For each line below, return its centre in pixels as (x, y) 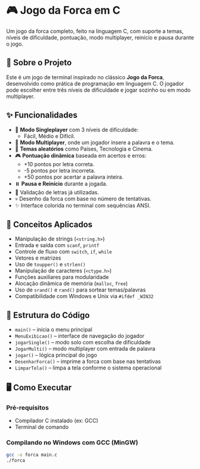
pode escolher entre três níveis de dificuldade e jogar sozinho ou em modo (99, 90)
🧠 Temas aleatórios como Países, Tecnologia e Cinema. (84, 149)
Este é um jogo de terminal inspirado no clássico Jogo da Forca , (85, 77)
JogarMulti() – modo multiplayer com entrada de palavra (85, 349)
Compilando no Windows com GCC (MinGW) (72, 442)
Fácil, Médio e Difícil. (50, 136)
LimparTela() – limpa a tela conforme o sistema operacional (88, 368)
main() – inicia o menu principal (53, 330)
